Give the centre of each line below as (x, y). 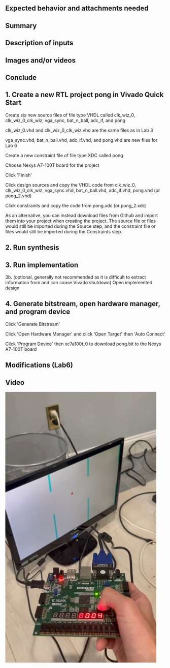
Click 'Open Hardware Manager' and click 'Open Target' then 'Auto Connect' (85, 334)
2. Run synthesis (32, 248)
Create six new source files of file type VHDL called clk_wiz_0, (70, 115)
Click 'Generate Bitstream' (33, 324)
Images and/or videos (41, 60)
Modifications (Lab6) (39, 365)
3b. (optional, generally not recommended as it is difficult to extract (76, 277)
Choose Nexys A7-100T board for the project (53, 165)
